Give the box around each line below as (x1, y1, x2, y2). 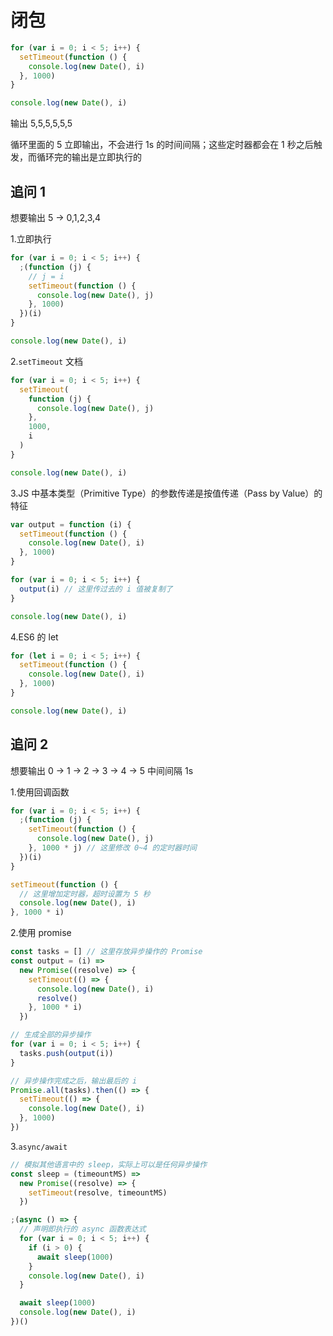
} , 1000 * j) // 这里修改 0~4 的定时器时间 (28, 843, 197, 853)
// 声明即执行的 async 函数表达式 (19, 1224, 147, 1235)
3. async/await (10, 1140, 68, 1152)
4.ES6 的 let (10, 631, 59, 643)
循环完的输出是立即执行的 (36, 151, 142, 163)
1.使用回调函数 (10, 786, 70, 798)
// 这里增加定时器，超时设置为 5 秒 (19, 889, 151, 899)
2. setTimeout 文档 (10, 355, 84, 367)
